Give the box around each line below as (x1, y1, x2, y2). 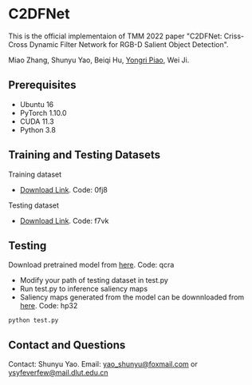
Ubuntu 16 (19, 99, 54, 109)
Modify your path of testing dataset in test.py (19, 276, 169, 285)
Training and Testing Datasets (8, 149, 161, 162)
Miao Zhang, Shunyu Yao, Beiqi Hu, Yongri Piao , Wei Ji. (8, 55, 190, 65)
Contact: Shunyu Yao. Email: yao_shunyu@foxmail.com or (8, 359, 198, 369)
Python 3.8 (19, 125, 56, 134)
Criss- (223, 31, 245, 41)
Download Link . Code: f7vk (19, 216, 109, 225)
